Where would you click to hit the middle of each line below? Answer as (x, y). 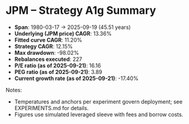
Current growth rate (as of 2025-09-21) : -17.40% (76, 78)
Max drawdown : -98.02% (47, 52)
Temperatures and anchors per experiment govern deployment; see (98, 101)
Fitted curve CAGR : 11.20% (48, 40)
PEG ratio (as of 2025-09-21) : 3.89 (58, 72)
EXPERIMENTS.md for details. (51, 108)
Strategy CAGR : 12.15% (43, 46)
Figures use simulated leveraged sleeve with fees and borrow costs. (99, 114)
